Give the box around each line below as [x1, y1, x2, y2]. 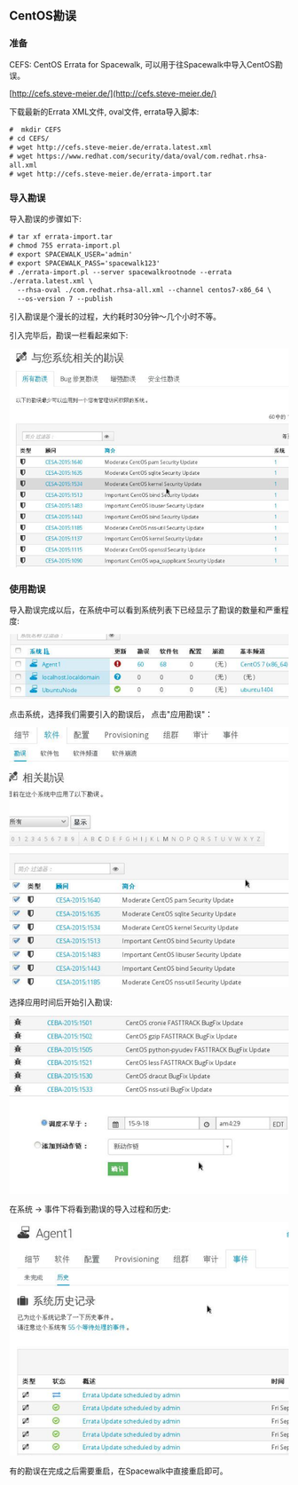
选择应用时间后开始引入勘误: [9, 997, 114, 1007]
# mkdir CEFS [9, 125, 62, 134]
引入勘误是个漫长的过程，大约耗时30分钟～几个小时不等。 [9, 311, 222, 321]
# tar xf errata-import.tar [9, 232, 114, 241]
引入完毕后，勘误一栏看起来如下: [9, 329, 129, 340]
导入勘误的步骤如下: [9, 213, 82, 224]
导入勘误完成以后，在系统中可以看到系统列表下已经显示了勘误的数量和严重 [9, 604, 281, 615]
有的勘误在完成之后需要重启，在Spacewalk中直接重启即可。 [9, 1465, 228, 1476]
